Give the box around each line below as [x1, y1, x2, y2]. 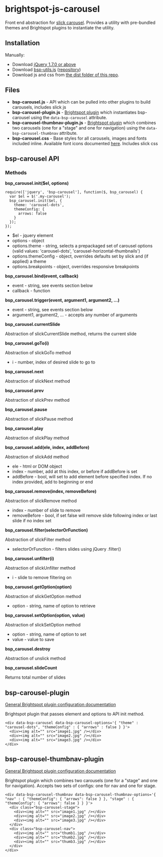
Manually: [5, 52, 25, 58]
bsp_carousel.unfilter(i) [5, 556, 55, 561]
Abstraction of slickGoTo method [5, 350, 71, 356]
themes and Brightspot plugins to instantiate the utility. [5, 24, 115, 30]
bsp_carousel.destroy [5, 646, 51, 652]
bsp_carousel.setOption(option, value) [5, 612, 85, 619]
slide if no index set [12, 518, 52, 524]
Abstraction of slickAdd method [5, 454, 69, 460]
